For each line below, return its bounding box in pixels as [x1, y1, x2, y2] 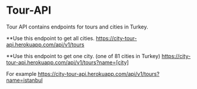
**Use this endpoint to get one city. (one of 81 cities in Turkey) [6, 52, 161, 59]
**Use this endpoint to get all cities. [6, 34, 95, 42]
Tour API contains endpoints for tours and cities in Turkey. [6, 23, 149, 30]
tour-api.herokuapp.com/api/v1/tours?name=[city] [6, 59, 129, 66]
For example [6, 70, 37, 77]
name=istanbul [6, 77, 43, 84]
